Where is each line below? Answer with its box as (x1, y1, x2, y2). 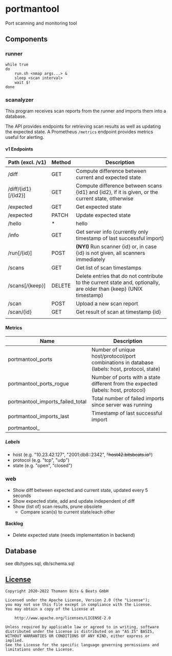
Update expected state (76, 212, 131, 219)
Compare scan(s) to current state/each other (20, 508, 115, 515)
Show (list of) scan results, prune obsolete (12, 503, 102, 509)
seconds (12, 493, 31, 499)
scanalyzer (5, 96, 34, 103)
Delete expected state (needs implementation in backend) (12, 531, 135, 538)
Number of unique (91, 346, 136, 354)
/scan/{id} (8, 309, 32, 316)
